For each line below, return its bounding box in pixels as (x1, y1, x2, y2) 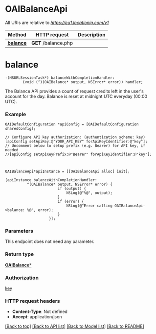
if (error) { (57, 199, 84, 204)
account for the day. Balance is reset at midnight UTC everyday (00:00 (5, 93, 148, 99)
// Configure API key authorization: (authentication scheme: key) (5, 135, 146, 140)
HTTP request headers (5, 297, 60, 304)
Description (77, 31, 106, 38)
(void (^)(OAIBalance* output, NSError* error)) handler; (22, 79, 143, 84)
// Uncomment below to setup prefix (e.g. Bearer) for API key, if (5, 143, 146, 148)
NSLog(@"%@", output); (66, 191, 112, 195)
